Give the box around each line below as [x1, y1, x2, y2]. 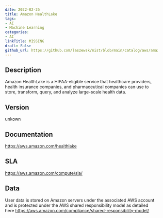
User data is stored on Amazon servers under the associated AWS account [5, 197, 155, 203]
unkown [5, 116, 21, 122]
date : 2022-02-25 [5, 7, 40, 12]
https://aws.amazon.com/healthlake [5, 143, 77, 149]
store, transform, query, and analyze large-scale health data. [5, 89, 127, 95]
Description [5, 66, 41, 74]
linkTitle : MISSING [5, 39, 45, 44]
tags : [5, 16, 16, 21]
